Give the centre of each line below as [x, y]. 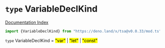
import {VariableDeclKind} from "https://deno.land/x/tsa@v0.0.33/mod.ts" [83, 31]
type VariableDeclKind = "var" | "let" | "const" [51, 40]
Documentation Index [27, 22]
